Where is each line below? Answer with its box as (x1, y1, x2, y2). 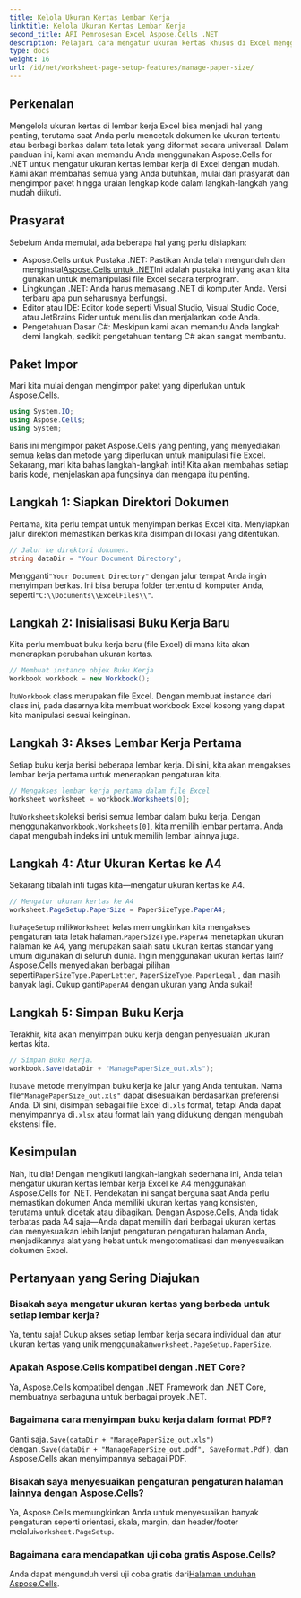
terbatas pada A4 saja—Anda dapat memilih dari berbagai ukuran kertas (9, 1216, 276, 1226)
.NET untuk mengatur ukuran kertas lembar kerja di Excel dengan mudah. (9, 158, 280, 169)
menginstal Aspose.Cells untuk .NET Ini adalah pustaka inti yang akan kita (21, 264, 291, 275)
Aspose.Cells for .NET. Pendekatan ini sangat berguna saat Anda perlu (9, 1187, 270, 1198)
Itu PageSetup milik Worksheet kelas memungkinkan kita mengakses (9, 922, 251, 933)
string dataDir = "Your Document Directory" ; (9, 554, 182, 563)
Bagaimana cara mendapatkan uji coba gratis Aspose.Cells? (9, 1549, 276, 1561)
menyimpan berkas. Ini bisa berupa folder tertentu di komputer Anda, (9, 580, 264, 591)
